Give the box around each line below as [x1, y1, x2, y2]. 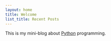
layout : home [5, 7, 32, 12]
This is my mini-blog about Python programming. [5, 30, 106, 36]
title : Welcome [5, 12, 37, 17]
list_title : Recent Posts [5, 16, 59, 21]
